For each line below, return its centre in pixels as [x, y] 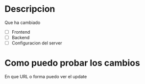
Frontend [21, 32]
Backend [21, 37]
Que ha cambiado [23, 22]
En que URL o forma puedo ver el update [46, 77]
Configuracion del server [37, 43]
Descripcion [30, 9]
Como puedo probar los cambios [72, 63]
